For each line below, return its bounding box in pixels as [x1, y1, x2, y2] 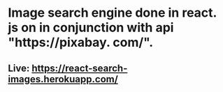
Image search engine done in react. [8, 5, 217, 21]
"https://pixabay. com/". [8, 35, 154, 50]
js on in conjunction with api [8, 20, 174, 36]
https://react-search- [31, 62, 128, 74]
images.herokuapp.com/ [8, 73, 118, 85]
